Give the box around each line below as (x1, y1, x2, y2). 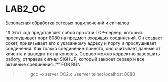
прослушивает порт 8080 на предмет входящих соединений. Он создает (5, 35, 163, 41)
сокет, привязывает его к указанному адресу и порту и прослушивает (5, 40, 157, 46)
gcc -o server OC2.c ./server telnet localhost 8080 (30, 71, 136, 77)
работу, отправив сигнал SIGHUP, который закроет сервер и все (5, 56, 145, 62)
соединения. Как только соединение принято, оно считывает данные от (5, 45, 161, 51)
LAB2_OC (5, 3, 46, 15)
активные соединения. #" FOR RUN (5, 61, 81, 67)
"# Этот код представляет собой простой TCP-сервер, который (5, 29, 142, 35)
